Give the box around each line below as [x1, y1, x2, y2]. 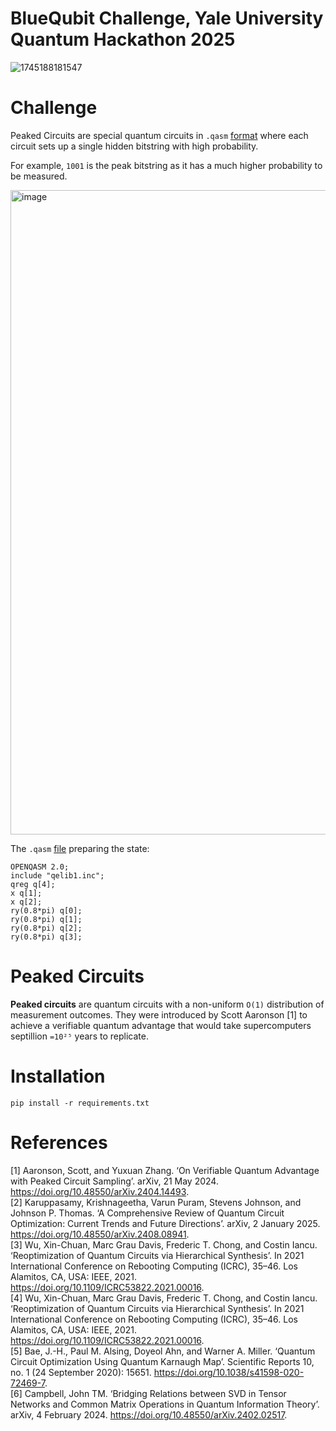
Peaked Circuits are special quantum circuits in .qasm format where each [10, 129, 309, 141]
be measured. [10, 170, 68, 182]
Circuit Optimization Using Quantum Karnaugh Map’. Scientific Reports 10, [10, 1355, 315, 1367]
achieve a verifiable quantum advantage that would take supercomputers [10, 1019, 312, 1031]
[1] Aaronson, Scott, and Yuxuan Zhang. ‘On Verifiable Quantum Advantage [10, 1164, 320, 1176]
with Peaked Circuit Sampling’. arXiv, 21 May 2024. [10, 1175, 219, 1187]
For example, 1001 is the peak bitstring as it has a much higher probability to [10, 159, 323, 171]
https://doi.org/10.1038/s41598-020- [153, 1366, 305, 1378]
